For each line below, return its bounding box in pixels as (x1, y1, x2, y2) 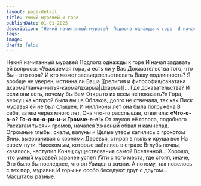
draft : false (6, 42, 39, 48)
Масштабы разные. (6, 173, 56, 180)
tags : (6, 31, 20, 37)
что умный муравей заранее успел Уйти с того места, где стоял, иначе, (6, 154, 190, 161)
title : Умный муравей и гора (6, 14, 79, 20)
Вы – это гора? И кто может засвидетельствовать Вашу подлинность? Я (6, 71, 191, 78)
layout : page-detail (6, 8, 58, 15)
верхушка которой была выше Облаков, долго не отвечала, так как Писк (6, 96, 193, 103)
